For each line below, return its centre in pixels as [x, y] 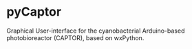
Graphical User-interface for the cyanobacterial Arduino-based [96, 31]
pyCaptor [34, 12]
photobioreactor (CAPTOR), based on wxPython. [75, 37]
